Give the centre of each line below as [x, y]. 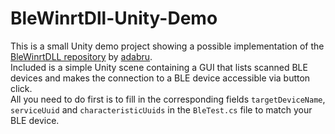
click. [21, 88]
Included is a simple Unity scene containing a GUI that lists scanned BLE [159, 67]
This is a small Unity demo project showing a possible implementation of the [167, 46]
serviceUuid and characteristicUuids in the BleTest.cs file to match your [161, 109]
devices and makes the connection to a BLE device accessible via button [160, 78]
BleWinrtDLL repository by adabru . [81, 56]
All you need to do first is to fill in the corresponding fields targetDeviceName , [168, 99]
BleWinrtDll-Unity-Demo [114, 18]
